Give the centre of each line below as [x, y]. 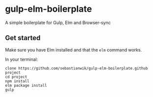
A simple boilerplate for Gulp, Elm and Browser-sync [58, 23]
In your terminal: [22, 59]
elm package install [26, 85]
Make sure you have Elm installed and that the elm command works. [74, 49]
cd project [16, 77]
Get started [23, 38]
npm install [17, 81]
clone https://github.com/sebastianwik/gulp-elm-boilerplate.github [76, 68]
